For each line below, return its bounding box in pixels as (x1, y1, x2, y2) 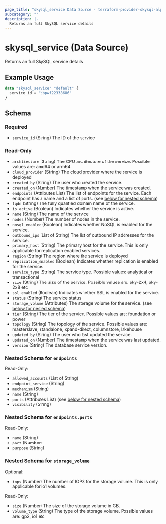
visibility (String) (12, 401, 51, 407)
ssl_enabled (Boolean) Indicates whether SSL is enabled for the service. (12, 289, 159, 295)
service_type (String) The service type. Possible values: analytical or (12, 269, 153, 275)
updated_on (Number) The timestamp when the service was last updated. (12, 337, 161, 343)
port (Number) (12, 440, 42, 446)
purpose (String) (12, 445, 45, 451)
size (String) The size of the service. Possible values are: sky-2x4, (12, 279, 148, 285)
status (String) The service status (12, 295, 82, 301)
